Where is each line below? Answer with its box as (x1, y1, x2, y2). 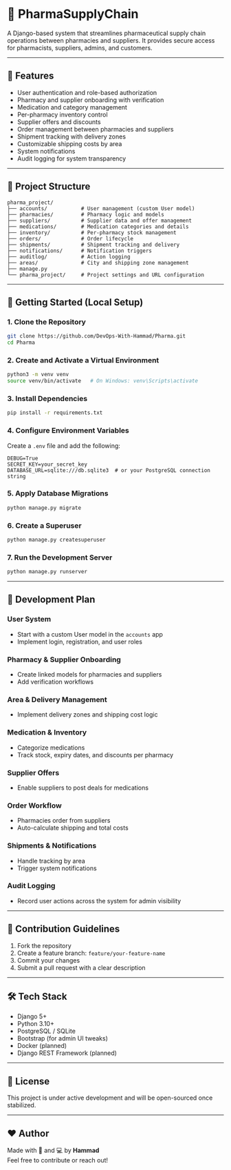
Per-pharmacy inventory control (16, 110, 108, 119)
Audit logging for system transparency (16, 154, 126, 163)
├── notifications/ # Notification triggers (7, 247, 153, 254)
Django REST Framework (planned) (16, 1049, 117, 1057)
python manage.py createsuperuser (7, 536, 107, 543)
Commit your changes (16, 956, 80, 964)
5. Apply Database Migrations (7, 489, 109, 498)
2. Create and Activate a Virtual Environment (7, 355, 159, 365)
